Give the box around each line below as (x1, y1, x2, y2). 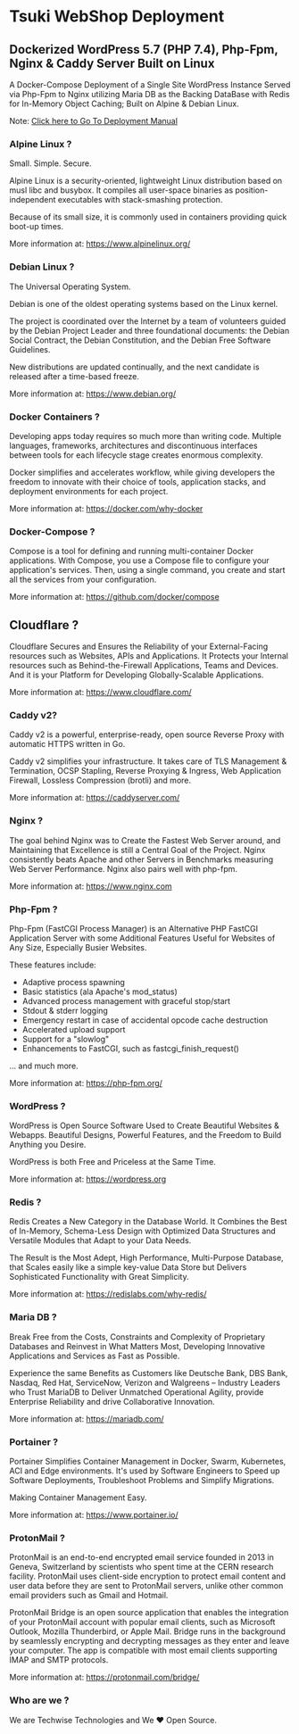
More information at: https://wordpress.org (9, 1174, 167, 1184)
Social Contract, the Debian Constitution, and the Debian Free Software (9, 335, 271, 345)
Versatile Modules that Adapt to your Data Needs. (9, 1235, 192, 1246)
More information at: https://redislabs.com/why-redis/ (9, 1289, 207, 1299)
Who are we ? (9, 1694, 70, 1706)
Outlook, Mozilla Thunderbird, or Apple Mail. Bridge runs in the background (9, 1626, 286, 1637)
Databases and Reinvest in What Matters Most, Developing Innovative (9, 1340, 266, 1351)
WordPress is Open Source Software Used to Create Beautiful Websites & (9, 1120, 279, 1131)
